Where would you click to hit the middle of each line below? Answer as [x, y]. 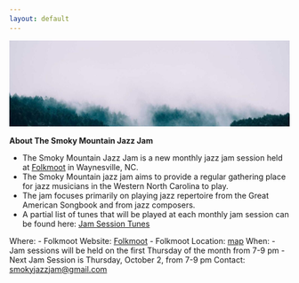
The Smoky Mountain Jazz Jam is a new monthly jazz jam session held [152, 157]
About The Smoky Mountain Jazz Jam [81, 140]
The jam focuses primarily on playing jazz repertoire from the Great [145, 195]
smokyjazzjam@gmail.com [58, 269]
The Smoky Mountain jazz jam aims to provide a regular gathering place [154, 177]
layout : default [39, 19]
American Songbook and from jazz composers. [109, 205]
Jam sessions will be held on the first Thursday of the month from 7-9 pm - [147, 250]
